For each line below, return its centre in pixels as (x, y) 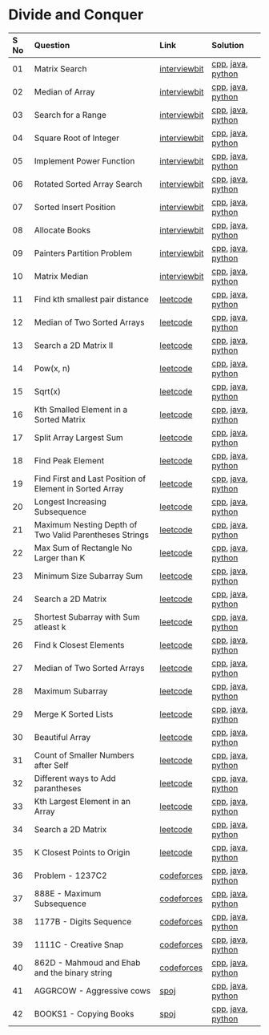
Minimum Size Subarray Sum (88, 576)
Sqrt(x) (48, 391)
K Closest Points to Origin (82, 852)
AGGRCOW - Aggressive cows (92, 990)
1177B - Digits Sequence (83, 921)
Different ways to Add (75, 778)
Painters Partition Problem (83, 253)
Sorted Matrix (60, 419)
